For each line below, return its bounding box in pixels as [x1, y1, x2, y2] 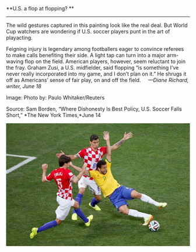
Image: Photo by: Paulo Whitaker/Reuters [6, 94, 105, 101]
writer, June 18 [6, 83, 42, 89]
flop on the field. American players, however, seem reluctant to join [24, 58, 185, 65]
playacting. [6, 34, 33, 41]
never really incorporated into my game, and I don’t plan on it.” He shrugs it [6, 70, 187, 77]
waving [6, 58, 24, 65]
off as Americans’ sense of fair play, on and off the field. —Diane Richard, [6, 77, 189, 84]
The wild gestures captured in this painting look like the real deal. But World [6, 22, 188, 29]
